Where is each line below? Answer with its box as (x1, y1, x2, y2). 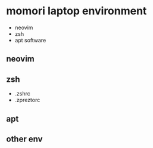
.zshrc (14, 90, 31, 97)
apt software (14, 36, 46, 44)
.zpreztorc (14, 97, 40, 104)
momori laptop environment (6, 4, 147, 18)
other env (6, 134, 43, 144)
